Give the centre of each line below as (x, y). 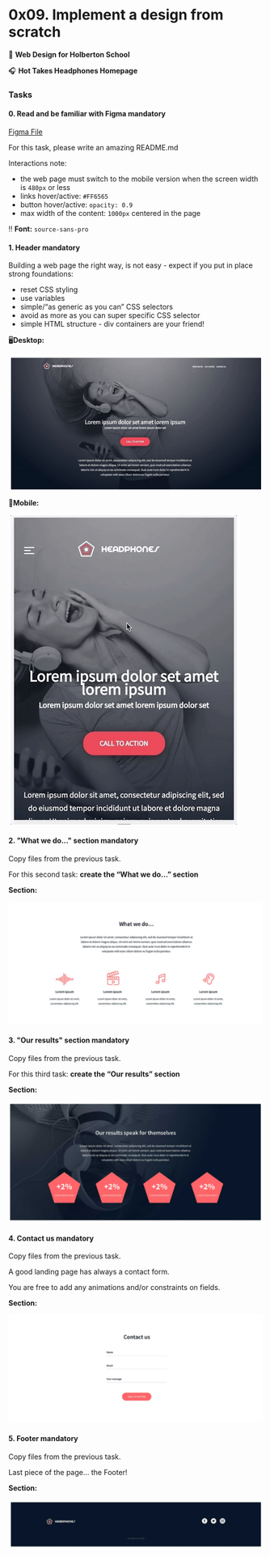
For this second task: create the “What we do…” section (103, 874)
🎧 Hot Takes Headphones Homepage (73, 70)
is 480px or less (45, 188)
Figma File (25, 132)
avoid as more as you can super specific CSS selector (110, 315)
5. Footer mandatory (43, 1439)
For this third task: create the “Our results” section (94, 1074)
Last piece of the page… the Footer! (68, 1473)
